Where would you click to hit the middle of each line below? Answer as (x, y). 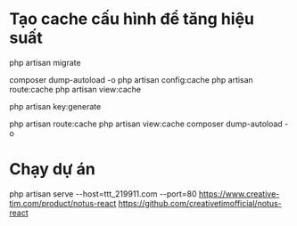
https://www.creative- (239, 194)
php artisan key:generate (55, 106)
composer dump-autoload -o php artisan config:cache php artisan (132, 79)
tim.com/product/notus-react (63, 203)
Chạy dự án (52, 169)
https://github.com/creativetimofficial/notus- (200, 203)
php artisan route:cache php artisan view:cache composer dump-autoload (146, 124)
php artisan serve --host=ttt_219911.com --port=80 (103, 194)
